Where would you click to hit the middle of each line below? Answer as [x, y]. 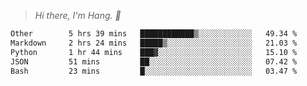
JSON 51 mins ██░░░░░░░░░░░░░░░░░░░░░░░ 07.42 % [154, 61]
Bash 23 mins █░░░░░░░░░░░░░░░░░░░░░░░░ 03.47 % [154, 71]
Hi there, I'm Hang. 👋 [78, 15]
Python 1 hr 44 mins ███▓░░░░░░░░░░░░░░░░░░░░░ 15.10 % [154, 52]
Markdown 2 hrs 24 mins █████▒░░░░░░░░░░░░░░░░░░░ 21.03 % [154, 43]
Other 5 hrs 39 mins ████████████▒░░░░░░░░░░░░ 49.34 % [154, 34]
